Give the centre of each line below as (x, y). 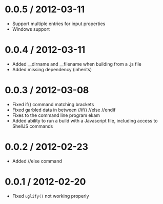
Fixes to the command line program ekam (56, 115)
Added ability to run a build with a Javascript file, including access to (85, 120)
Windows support (31, 29)
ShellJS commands (33, 126)
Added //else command (37, 161)
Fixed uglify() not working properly (50, 196)
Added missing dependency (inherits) (52, 69)
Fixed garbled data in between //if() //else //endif (64, 110)
